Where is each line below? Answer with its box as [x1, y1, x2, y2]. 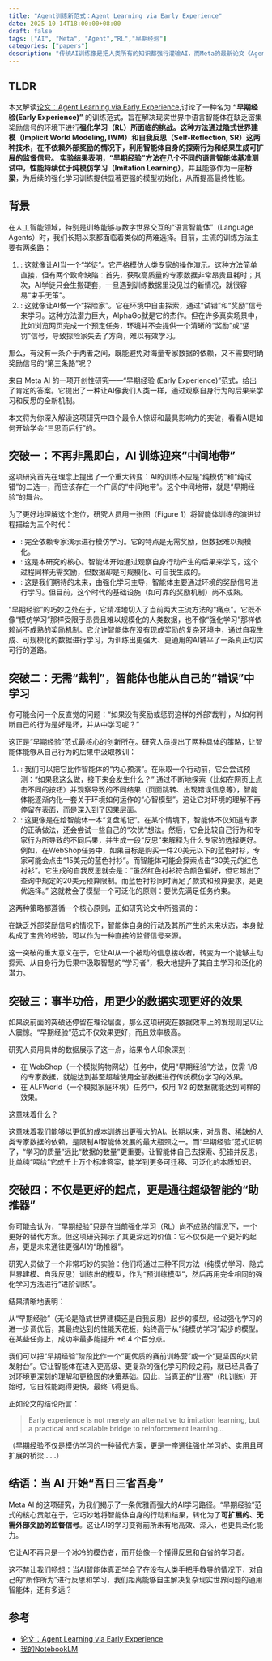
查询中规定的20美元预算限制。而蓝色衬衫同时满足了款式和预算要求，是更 [19, 876, 264, 886]
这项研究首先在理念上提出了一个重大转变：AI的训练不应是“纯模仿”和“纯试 [8, 472, 252, 482]
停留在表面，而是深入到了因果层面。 [19, 805, 142, 815]
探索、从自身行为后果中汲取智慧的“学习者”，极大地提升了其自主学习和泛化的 [8, 958, 263, 968]
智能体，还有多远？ [8, 1585, 73, 1594]
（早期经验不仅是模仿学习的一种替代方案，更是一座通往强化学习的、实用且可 [8, 1440, 264, 1450]
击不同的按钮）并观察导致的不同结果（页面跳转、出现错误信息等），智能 [19, 784, 258, 795]
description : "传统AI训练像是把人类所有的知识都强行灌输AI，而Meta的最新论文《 [8, 49, 251, 58]
